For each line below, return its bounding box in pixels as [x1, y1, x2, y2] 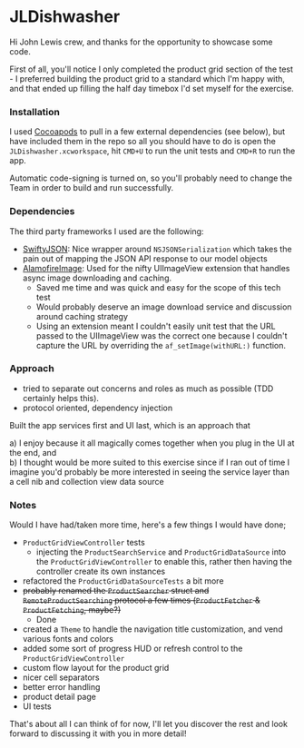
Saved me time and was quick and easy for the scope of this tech [35, 281, 281, 292]
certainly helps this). [22, 392, 100, 403]
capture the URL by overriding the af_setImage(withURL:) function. [35, 340, 287, 350]
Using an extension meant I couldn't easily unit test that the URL [35, 320, 276, 331]
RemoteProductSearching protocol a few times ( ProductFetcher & [22, 595, 260, 605]
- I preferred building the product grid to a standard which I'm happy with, [9, 73, 286, 84]
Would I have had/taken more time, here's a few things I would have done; [9, 519, 287, 530]
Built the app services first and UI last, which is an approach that [9, 419, 251, 430]
